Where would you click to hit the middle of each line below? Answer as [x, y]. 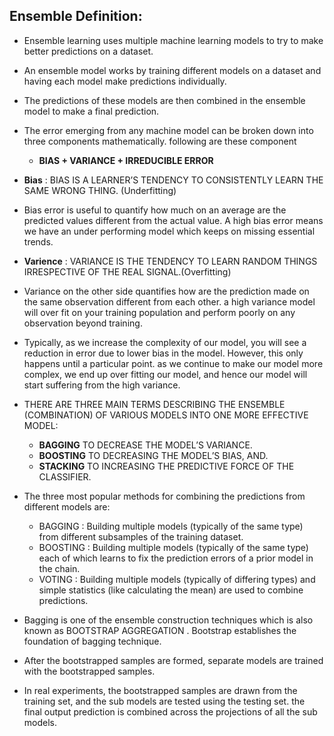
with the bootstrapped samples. [89, 671]
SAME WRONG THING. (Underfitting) [100, 190]
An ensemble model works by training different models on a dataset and [172, 70]
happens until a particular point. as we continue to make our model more [173, 363]
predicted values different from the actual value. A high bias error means [173, 220]
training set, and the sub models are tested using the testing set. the [164, 701]
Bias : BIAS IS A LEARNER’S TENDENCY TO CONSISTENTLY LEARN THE [173, 180]
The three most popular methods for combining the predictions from [164, 496]
